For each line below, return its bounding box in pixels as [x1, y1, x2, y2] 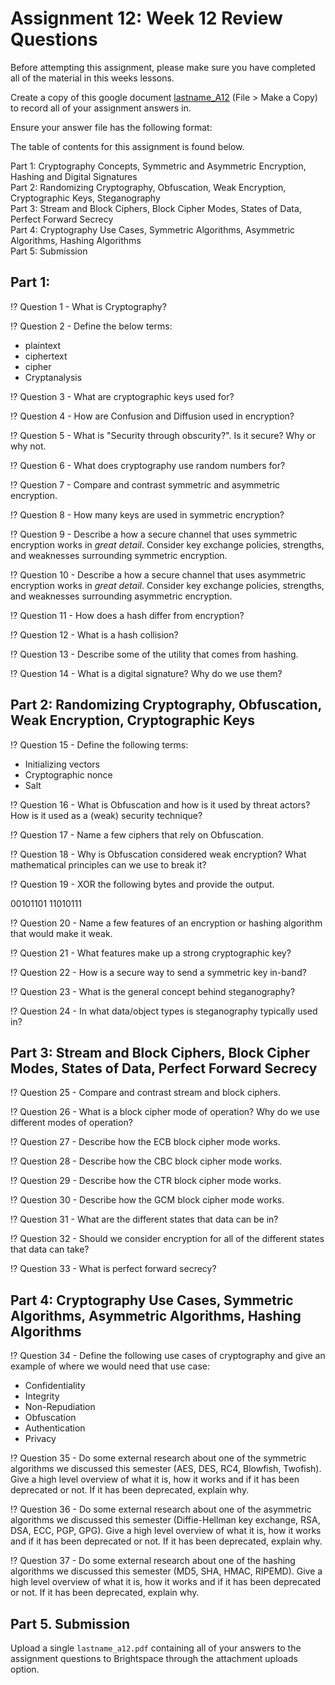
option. [10, 1663, 40, 1675]
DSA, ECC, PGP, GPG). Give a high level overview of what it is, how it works [10, 1525, 322, 1537]
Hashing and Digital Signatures [10, 170, 138, 182]
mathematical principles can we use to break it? [10, 858, 207, 871]
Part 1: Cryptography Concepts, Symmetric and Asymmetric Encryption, [10, 160, 307, 172]
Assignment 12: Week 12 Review [10, 7, 283, 30]
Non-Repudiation [24, 1401, 96, 1413]
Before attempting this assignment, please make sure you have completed [10, 61, 316, 73]
